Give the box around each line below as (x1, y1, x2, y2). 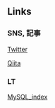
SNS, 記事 (7, 28, 41, 38)
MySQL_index (7, 92, 48, 101)
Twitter (7, 45, 28, 53)
